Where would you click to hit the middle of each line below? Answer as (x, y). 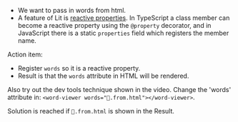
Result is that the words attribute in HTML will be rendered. (103, 76)
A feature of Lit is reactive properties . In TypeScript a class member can (124, 18)
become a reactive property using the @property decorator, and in (114, 25)
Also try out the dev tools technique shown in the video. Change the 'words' (119, 90)
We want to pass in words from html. (72, 10)
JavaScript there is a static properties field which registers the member (123, 33)
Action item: (25, 54)
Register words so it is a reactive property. (79, 68)
